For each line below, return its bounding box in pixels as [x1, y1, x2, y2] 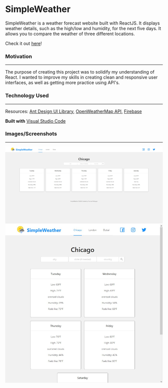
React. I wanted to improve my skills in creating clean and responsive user [5, 74, 158, 81]
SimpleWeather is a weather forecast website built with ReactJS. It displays [5, 20, 160, 26]
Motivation [5, 53, 32, 60]
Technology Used [5, 92, 49, 99]
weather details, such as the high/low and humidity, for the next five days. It [5, 25, 161, 31]
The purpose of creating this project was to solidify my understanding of [5, 69, 155, 75]
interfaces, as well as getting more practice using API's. [5, 80, 120, 86]
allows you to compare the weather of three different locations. [5, 31, 135, 37]
